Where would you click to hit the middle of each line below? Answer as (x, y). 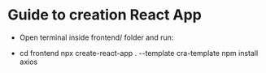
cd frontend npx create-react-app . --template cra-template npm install (139, 53)
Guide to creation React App (105, 15)
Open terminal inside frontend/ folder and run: (96, 37)
